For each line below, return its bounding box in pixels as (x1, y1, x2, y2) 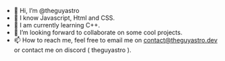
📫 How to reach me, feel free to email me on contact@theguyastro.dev (13, 36, 218, 44)
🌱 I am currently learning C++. (13, 21, 100, 29)
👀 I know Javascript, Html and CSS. (13, 14, 116, 22)
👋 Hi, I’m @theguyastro (13, 7, 80, 14)
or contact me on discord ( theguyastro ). (13, 46, 132, 54)
